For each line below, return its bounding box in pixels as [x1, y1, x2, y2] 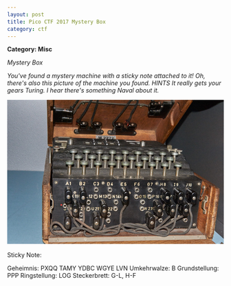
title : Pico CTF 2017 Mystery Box [7, 18, 107, 25]
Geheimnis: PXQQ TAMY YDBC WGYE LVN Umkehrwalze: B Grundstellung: [7, 264, 219, 272]
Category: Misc [7, 45, 53, 53]
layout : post [7, 11, 45, 18]
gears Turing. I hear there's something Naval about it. [7, 86, 159, 95]
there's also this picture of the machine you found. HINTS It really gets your [7, 79, 221, 87]
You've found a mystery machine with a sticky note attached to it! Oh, [7, 72, 206, 80]
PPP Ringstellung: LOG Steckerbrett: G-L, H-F [7, 271, 136, 279]
